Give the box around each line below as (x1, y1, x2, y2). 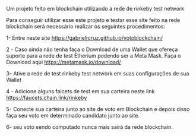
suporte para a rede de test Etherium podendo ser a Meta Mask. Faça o (6, 52, 181, 59)
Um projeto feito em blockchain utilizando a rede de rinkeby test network (6, 5, 185, 12)
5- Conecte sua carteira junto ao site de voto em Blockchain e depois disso (6, 106, 190, 112)
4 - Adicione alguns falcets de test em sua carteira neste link (6, 88, 155, 94)
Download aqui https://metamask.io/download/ (6, 59, 121, 65)
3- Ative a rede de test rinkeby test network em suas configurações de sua (6, 70, 189, 77)
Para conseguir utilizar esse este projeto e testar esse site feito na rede (6, 17, 181, 23)
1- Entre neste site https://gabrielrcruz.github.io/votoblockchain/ (6, 34, 163, 41)
